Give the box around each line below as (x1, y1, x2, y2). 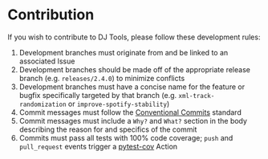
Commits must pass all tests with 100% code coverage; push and (18, 132, 233, 142)
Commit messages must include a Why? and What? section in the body (18, 116, 248, 125)
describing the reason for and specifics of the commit (18, 124, 197, 134)
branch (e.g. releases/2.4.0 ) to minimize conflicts (18, 73, 185, 83)
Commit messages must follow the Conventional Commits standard (18, 107, 242, 117)
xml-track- (178, 92, 215, 100)
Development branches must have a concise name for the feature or (18, 82, 246, 92)
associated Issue (18, 56, 75, 66)
